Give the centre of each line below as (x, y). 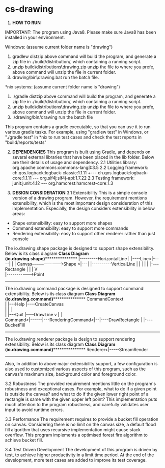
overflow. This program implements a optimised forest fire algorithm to (77, 435)
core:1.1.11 (22, 178)
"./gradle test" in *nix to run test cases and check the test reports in (73, 137)
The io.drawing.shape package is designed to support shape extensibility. (80, 248)
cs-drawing (29, 9)
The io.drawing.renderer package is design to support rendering (70, 339)
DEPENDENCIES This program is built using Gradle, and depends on (81, 152)
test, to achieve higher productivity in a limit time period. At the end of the (80, 455)
